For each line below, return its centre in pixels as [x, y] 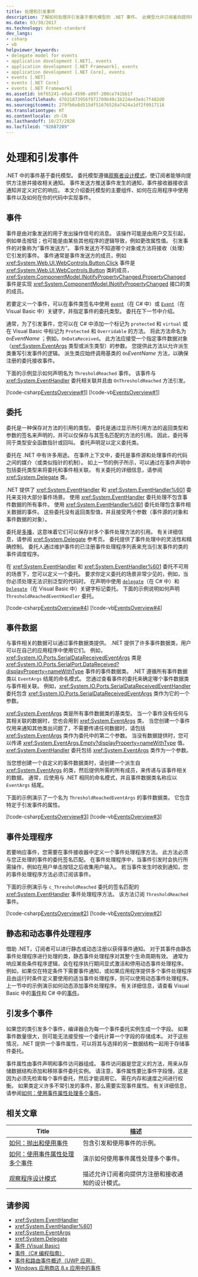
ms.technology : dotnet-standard [46, 28]
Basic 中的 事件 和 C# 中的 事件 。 [44, 993]
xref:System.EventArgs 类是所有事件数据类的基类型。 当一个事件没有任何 [95, 713]
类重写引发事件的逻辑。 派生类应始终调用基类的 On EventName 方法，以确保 [97, 353]
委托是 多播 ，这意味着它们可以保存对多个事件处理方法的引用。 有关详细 [92, 531]
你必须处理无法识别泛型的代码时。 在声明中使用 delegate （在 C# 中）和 [93, 581]
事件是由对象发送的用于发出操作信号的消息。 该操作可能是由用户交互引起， [97, 233]
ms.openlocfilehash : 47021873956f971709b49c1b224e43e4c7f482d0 [85, 99]
